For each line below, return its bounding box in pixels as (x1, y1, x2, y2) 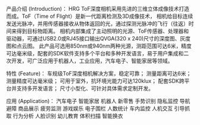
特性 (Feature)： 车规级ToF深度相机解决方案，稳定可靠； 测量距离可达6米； (6, 70, 192, 77)
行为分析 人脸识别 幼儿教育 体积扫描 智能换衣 (12, 112, 123, 119)
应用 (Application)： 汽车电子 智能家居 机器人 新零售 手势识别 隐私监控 (6, 98, 179, 104)
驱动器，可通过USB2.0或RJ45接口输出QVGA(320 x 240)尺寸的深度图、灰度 (6, 35, 191, 42)
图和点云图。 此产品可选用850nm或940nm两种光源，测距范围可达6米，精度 (6, 42, 192, 49)
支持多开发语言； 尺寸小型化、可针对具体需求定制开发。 (16, 85, 154, 92)
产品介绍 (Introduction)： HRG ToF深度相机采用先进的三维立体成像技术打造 (6, 5, 190, 12)
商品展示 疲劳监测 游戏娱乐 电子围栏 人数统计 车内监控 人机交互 (17, 105, 173, 112)
